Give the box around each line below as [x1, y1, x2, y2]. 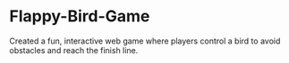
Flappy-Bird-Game [9, 6, 150, 27]
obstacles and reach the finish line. [9, 44, 139, 55]
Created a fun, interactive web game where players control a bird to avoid [9, 35, 281, 46]
